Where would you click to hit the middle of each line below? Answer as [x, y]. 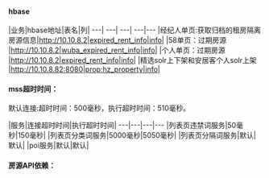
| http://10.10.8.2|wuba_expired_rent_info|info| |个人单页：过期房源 [117, 50]
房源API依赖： [32, 166]
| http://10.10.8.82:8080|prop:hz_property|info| [85, 69]
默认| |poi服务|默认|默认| [49, 146]
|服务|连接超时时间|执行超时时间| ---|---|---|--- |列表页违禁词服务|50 [122, 126]
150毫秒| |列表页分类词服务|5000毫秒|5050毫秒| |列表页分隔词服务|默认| [137, 135]
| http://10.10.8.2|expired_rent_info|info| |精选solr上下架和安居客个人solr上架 [132, 60]
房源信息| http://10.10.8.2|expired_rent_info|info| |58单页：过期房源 [118, 40]
